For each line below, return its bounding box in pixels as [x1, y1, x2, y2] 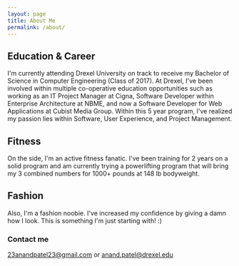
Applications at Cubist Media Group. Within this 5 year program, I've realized [7, 107, 233, 116]
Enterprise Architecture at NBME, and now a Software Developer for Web [7, 99, 223, 108]
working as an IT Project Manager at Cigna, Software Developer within [7, 92, 214, 101]
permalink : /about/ [7, 24, 66, 31]
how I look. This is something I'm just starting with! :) [7, 216, 163, 225]
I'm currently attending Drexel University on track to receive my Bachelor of [7, 69, 230, 78]
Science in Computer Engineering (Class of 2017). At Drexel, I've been [7, 76, 213, 86]
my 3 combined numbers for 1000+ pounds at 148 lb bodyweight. [7, 169, 200, 178]
